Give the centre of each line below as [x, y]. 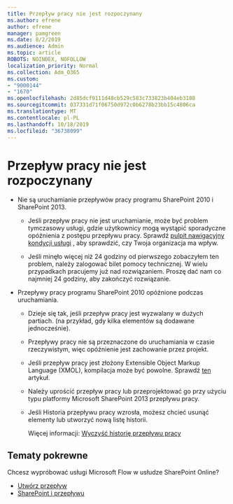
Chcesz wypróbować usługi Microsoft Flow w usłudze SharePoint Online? [113, 472]
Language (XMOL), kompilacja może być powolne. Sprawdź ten [119, 370]
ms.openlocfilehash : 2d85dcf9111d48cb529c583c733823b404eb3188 [101, 99]
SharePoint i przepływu [51, 493]
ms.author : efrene [34, 20]
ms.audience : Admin [36, 46]
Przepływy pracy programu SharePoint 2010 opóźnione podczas [110, 293]
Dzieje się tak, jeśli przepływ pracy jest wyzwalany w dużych [116, 314]
